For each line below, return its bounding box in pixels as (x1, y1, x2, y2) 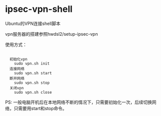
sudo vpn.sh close (14, 90, 52, 95)
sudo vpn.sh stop (14, 80, 50, 85)
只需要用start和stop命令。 (13, 105, 67, 111)
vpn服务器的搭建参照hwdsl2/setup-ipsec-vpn (5, 31, 98, 37)
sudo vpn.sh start (14, 70, 52, 75)
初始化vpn (9, 57, 28, 61)
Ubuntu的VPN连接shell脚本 (5, 20, 61, 26)
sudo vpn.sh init (14, 61, 50, 66)
